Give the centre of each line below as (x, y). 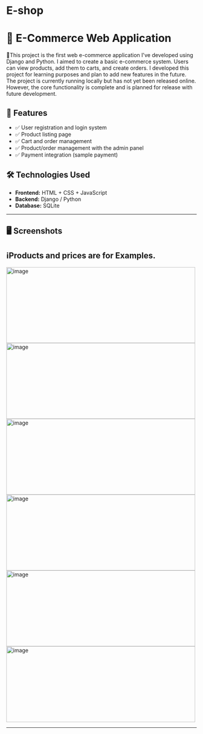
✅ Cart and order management (53, 141)
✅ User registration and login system (61, 127)
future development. (32, 94)
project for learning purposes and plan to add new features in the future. (96, 75)
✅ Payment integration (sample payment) (66, 155)
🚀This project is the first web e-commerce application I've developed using (100, 55)
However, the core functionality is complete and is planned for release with (99, 87)
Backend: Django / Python (48, 199)
